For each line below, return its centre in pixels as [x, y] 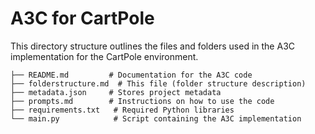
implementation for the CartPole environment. [104, 56]
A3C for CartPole [82, 18]
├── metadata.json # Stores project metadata [116, 92]
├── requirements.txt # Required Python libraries [122, 110]
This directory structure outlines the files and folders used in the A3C [153, 46]
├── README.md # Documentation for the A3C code [131, 75]
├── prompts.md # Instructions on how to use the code [142, 101]
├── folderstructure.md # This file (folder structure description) [158, 83]
